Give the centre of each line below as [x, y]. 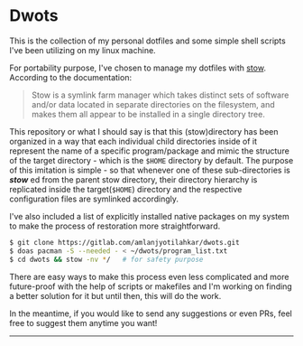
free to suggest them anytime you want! [83, 323]
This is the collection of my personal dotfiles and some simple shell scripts [147, 41]
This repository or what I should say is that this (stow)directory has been [144, 131]
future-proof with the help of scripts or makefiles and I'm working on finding [151, 286]
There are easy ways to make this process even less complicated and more [149, 276]
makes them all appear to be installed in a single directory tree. [148, 114]
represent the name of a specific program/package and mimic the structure [150, 151]
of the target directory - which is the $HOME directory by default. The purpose [151, 160]
